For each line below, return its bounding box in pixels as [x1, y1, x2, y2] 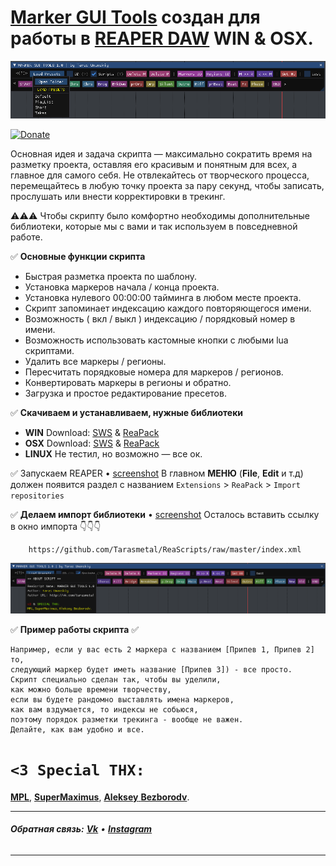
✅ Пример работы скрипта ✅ [10, 623, 140, 635]
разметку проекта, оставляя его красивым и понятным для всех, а [10, 158, 298, 170]
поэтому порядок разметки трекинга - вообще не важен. [10, 714, 244, 725]
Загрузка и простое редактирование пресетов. [24, 387, 227, 399]
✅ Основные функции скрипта [10, 250, 146, 262]
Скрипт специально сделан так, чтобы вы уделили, [10, 674, 222, 685]
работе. [10, 231, 43, 243]
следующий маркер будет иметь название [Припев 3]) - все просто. [10, 664, 293, 675]
